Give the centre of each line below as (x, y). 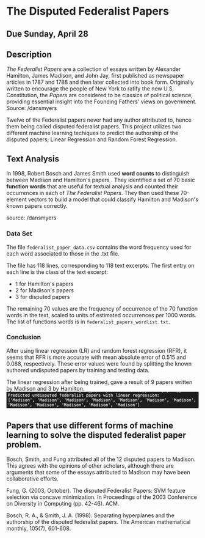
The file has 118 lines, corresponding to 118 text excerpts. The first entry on (100, 265)
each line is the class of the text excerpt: (57, 272)
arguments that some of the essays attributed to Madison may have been (98, 472)
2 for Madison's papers (45, 290)
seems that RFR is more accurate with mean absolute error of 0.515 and (96, 357)
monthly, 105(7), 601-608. (39, 528)
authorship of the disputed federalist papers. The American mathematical (99, 521)
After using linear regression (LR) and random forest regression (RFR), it (97, 350)
